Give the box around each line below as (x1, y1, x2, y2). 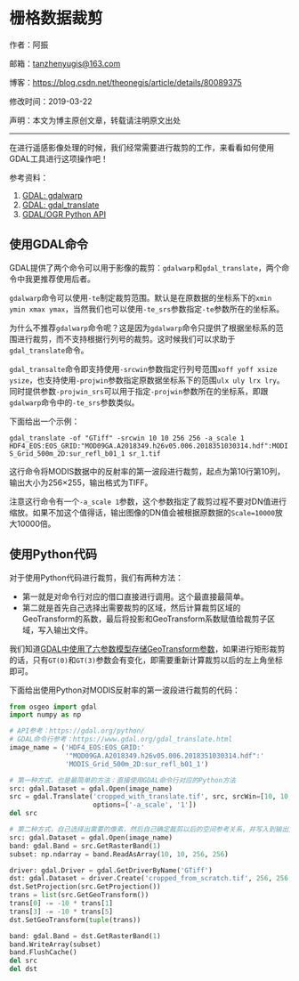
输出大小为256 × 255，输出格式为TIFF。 (9, 477, 153, 488)
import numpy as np (9, 710, 82, 719)
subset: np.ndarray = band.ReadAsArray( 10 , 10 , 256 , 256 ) (9, 849, 229, 859)
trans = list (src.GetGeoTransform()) (9, 891, 149, 900)
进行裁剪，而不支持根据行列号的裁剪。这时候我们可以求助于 (16, 333, 236, 344)
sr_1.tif (128, 449, 162, 458)
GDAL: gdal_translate (21, 199, 100, 210)
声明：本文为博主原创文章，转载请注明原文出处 (9, 115, 181, 126)
